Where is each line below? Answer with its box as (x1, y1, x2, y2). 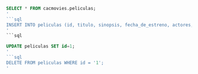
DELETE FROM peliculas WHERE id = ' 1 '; (6, 59, 104, 66)
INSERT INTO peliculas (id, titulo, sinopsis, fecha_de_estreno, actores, (6, 22, 194, 28)
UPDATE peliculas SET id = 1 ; (6, 43, 75, 49)
